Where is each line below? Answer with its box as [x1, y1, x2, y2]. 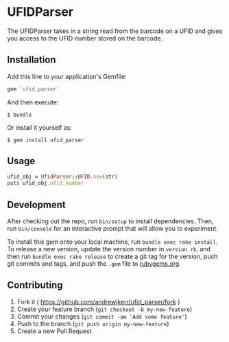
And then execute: [7, 98, 59, 106]
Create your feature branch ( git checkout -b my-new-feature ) [16, 305, 193, 313]
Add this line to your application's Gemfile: [7, 72, 127, 80]
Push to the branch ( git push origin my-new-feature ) [16, 319, 169, 328]
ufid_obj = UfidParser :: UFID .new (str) [7, 173, 118, 181]
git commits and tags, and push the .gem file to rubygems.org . [7, 260, 182, 268]
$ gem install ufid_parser [7, 137, 84, 144]
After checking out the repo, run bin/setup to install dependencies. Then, [7, 217, 214, 225]
